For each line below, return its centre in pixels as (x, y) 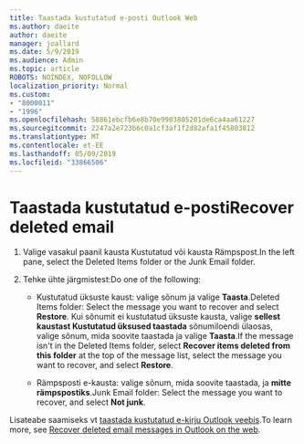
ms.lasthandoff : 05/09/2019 (63, 153)
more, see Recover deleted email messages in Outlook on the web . (135, 429)
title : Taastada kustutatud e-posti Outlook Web (104, 18)
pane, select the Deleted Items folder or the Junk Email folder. (139, 262)
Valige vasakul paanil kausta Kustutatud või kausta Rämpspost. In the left (158, 252)
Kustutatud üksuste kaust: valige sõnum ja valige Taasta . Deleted (158, 297)
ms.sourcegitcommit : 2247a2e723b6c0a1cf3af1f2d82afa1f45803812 (132, 129)
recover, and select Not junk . (91, 402)
